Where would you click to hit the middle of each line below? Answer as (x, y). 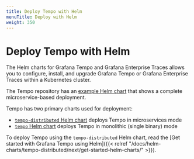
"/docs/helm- (145, 144)
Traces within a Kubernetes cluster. (49, 80)
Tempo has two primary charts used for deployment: (69, 109)
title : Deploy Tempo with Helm (44, 11)
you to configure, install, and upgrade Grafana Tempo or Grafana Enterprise (97, 74)
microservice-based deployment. (46, 98)
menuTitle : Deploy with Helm (41, 17)
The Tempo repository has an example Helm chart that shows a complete (94, 91)
